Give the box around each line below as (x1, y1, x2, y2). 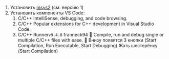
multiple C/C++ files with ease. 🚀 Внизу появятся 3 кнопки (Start (17, 37, 157, 43)
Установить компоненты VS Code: (10, 10, 85, 16)
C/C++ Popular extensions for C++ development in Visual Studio (17, 21, 155, 27)
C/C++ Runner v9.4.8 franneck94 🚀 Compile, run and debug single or (17, 32, 164, 37)
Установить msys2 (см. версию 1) (10, 5, 83, 10)
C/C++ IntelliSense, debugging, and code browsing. (17, 15, 128, 21)
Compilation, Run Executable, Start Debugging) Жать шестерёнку (17, 43, 158, 48)
